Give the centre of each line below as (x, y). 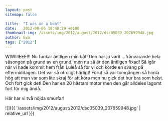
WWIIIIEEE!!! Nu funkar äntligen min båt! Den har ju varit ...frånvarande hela (83, 56)
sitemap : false (21, 15)
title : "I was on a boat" (33, 24)
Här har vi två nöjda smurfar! (35, 98)
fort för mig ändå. (23, 88)
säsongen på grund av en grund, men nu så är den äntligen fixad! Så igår (80, 62)
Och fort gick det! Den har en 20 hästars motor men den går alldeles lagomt (83, 83)
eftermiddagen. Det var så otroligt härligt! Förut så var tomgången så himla (82, 72)
